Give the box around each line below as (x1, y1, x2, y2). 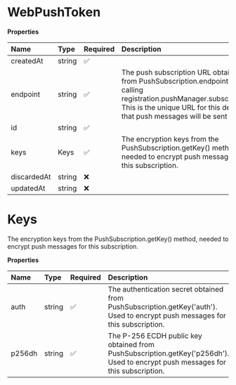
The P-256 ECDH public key (107, 331, 202, 341)
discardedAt (11, 171, 51, 181)
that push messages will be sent (122, 111, 228, 121)
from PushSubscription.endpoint (122, 76, 229, 86)
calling (122, 85, 144, 95)
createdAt (11, 56, 44, 65)
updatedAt (11, 183, 46, 193)
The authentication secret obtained (107, 284, 224, 294)
